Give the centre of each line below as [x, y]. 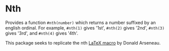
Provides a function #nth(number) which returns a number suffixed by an [80, 22]
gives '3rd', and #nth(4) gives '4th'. [42, 33]
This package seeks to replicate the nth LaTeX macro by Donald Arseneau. [83, 42]
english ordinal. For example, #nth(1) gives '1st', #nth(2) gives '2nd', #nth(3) [85, 27]
